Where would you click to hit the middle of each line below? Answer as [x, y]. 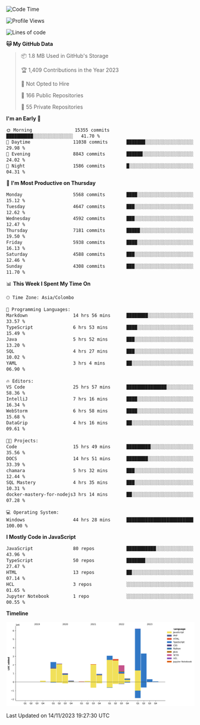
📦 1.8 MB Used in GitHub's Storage [64, 56]
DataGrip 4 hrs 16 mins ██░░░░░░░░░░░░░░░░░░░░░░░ [100, 423]
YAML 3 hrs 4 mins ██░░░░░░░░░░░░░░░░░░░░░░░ [100, 363]
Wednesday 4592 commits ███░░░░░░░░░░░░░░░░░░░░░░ [100, 218]
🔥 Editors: [20, 381]
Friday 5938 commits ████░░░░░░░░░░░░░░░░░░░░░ [100, 242]
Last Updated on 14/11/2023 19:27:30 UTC [58, 715]
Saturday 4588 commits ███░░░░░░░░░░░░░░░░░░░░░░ [100, 254]
